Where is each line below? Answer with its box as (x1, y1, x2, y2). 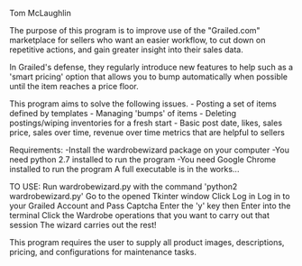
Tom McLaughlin (9, 8, 72, 18)
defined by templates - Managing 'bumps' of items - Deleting (9, 108, 237, 118)
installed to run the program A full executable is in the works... (9, 164, 240, 174)
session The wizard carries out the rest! (9, 220, 157, 230)
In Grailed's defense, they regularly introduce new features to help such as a (9, 62, 294, 72)
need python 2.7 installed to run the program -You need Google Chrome (9, 154, 277, 165)
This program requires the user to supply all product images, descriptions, (9, 237, 285, 247)
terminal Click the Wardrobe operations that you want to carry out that (9, 210, 270, 220)
